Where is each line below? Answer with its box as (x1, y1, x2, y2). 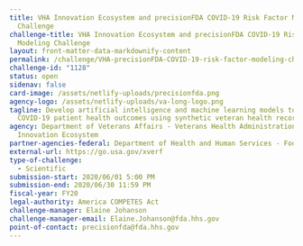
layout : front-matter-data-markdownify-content (9, 47, 192, 56)
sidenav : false (9, 80, 67, 89)
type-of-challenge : (9, 155, 83, 165)
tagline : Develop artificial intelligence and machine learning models (9, 105, 284, 114)
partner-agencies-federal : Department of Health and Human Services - (9, 139, 280, 148)
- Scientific (17, 164, 67, 173)
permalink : (9, 55, 50, 64)
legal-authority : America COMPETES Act (9, 197, 160, 207)
